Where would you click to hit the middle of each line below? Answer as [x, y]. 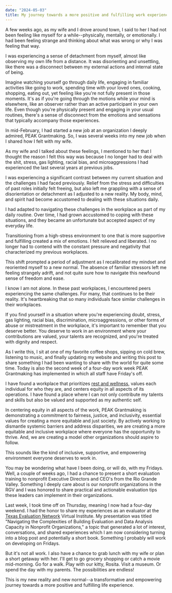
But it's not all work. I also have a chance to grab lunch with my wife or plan [85, 553]
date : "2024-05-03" [26, 10]
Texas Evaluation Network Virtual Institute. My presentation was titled [79, 516]
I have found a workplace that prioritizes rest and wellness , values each [81, 384]
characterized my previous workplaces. [47, 252]
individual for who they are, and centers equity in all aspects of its [75, 389]
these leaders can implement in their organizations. [59, 495]
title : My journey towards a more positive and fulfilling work [75, 15]
